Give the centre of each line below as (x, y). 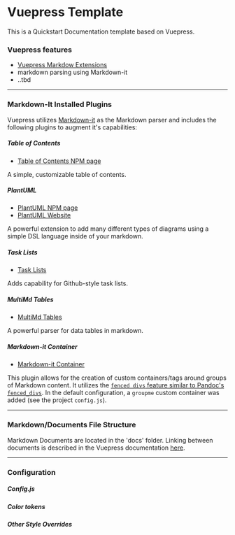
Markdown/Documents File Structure (72, 425)
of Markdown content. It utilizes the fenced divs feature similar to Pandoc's (116, 385)
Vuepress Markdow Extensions (62, 65)
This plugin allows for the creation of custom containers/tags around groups (117, 378)
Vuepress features (40, 50)
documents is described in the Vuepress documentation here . (96, 448)
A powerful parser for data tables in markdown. (75, 331)
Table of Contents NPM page (59, 161)
